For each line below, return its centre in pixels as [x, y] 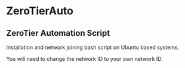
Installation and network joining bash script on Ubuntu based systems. [93, 47]
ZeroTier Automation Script [58, 33]
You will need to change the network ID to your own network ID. [84, 59]
